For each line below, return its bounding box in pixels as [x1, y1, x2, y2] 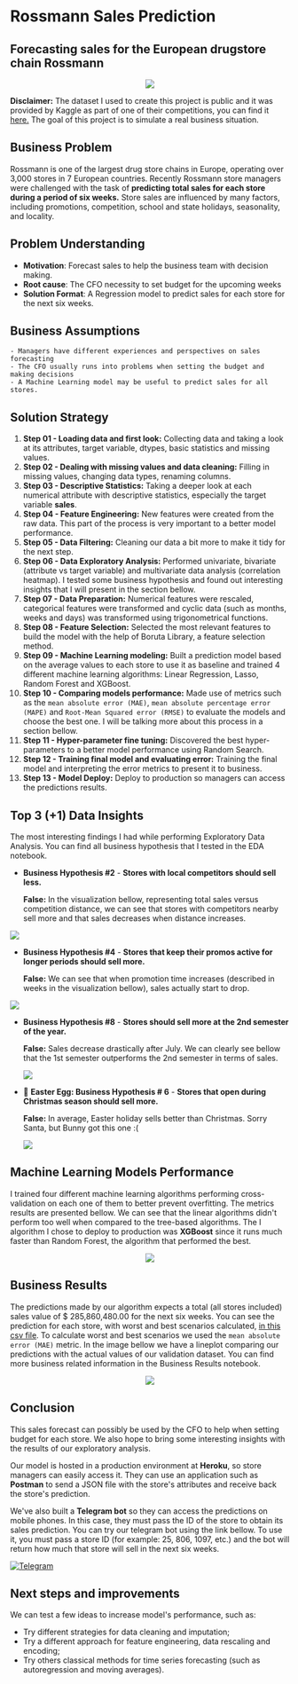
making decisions [10, 370, 74, 379]
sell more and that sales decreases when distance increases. [22, 913, 247, 924]
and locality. [10, 210, 55, 221]
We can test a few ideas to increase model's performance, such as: [10, 1609, 256, 1620]
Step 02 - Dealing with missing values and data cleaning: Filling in [22, 461, 270, 472]
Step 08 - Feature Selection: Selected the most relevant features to [22, 622, 271, 633]
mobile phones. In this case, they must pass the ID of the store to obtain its [10, 1515, 284, 1525]
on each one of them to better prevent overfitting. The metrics [47, 1198, 274, 1208]
